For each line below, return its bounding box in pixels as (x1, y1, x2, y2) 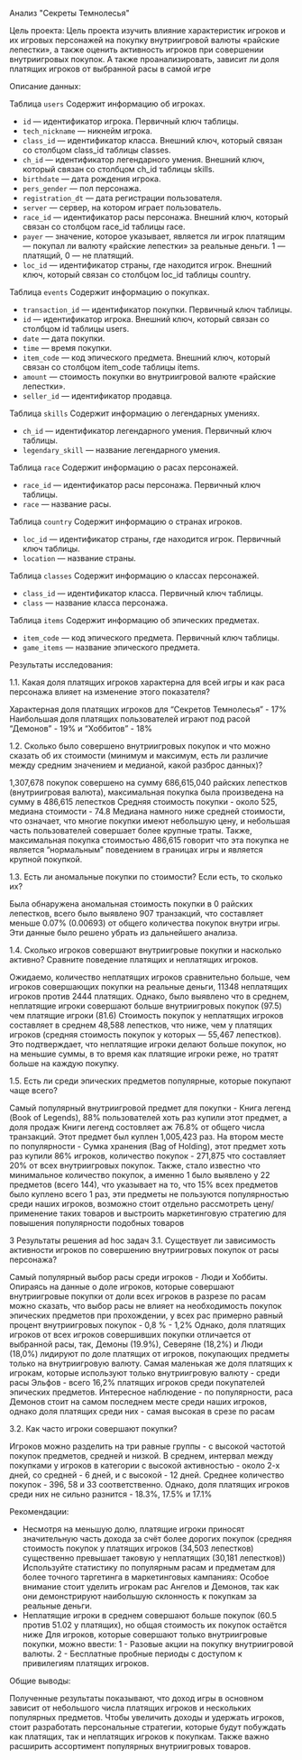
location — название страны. (22, 553, 137, 563)
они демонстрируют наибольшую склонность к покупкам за (22, 1591, 257, 1601)
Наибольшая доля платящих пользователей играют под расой (9, 714, 251, 724)
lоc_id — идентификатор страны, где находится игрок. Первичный (22, 534, 281, 544)
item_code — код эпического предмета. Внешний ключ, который (22, 352, 270, 363)
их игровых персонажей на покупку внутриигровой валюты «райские (9, 35, 280, 45)
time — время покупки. (22, 343, 113, 353)
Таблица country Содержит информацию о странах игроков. (9, 516, 243, 527)
